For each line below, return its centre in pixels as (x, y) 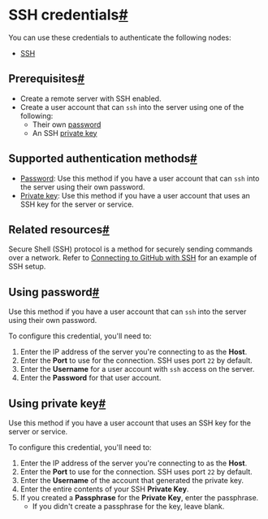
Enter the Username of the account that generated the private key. (132, 480)
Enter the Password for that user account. (91, 378)
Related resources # (59, 229)
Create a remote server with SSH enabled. (91, 98)
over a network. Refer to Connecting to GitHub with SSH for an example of (133, 258)
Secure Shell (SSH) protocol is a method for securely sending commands (131, 249)
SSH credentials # (68, 15)
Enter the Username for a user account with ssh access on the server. (137, 369)
